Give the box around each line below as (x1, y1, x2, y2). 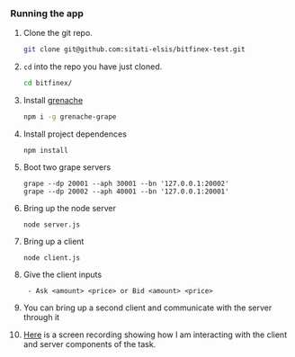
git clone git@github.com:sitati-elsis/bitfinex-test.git (22, 45, 246, 54)
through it (22, 311, 60, 322)
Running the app (10, 7, 85, 20)
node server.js (22, 219, 81, 229)
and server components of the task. (22, 338, 156, 349)
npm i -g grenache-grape (22, 112, 117, 121)
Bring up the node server (22, 202, 116, 213)
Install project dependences (22, 129, 127, 139)
